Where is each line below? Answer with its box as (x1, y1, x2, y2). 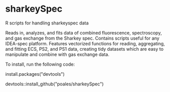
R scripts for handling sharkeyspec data (5, 20, 89, 26)
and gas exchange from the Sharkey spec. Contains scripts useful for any (5, 35, 159, 41)
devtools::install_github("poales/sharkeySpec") (5, 81, 104, 87)
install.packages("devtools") (5, 71, 65, 77)
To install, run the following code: (5, 61, 75, 67)
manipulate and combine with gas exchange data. (5, 51, 109, 57)
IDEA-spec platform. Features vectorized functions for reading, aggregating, (5, 40, 165, 46)
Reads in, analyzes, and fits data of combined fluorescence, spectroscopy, (5, 29, 162, 36)
